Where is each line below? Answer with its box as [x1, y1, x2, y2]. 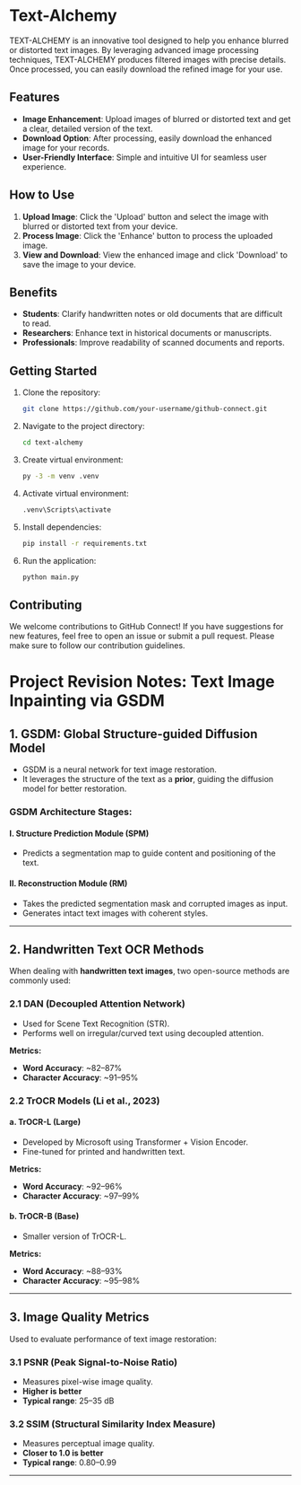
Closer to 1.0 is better [21, 1447, 104, 1459]
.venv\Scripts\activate [21, 505, 112, 514]
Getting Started [9, 363, 98, 378]
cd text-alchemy [21, 438, 83, 447]
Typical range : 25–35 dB [21, 1395, 115, 1406]
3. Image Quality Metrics [9, 1310, 150, 1325]
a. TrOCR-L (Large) [9, 1117, 82, 1128]
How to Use [9, 188, 75, 203]
